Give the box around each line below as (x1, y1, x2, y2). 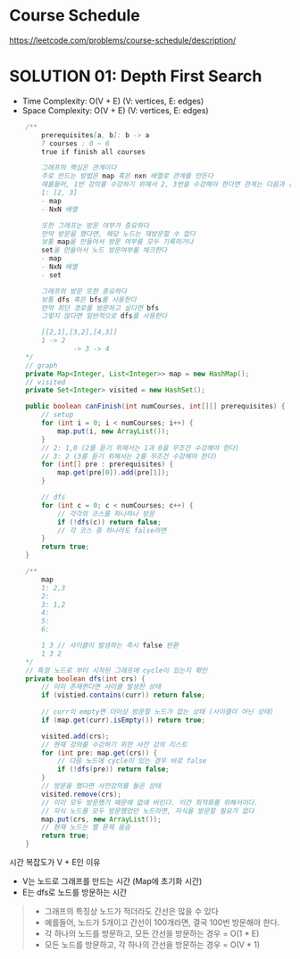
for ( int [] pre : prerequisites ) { (41, 460, 174, 469)
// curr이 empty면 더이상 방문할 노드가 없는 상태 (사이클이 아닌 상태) (41, 707, 274, 716)
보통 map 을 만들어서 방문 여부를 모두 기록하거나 (41, 237, 194, 246)
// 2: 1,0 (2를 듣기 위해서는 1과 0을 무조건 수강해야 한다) (41, 443, 239, 452)
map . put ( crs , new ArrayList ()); (41, 814, 162, 823)
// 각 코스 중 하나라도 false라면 (56, 525, 167, 535)
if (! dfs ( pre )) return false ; (56, 765, 170, 774)
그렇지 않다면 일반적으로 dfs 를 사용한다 (41, 311, 168, 321)
